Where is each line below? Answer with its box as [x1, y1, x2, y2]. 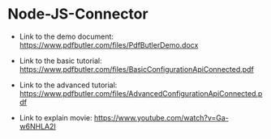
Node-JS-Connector [7, 5, 148, 23]
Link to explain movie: [19, 112, 92, 122]
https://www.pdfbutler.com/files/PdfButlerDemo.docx [19, 40, 199, 49]
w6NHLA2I [19, 121, 56, 131]
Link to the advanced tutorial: [19, 80, 118, 90]
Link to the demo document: [19, 32, 114, 41]
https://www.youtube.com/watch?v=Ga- [93, 112, 229, 122]
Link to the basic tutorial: [19, 56, 102, 65]
